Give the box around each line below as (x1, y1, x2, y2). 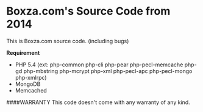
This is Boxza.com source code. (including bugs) (6, 37, 129, 44)
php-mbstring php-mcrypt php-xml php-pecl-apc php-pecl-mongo (23, 67, 193, 74)
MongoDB (15, 80, 41, 88)
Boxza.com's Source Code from (6, 4, 171, 18)
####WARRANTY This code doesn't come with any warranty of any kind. (6, 99, 190, 106)
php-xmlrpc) (15, 74, 47, 81)
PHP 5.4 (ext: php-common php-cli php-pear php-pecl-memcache (15, 61, 183, 68)
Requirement (6, 49, 40, 56)
